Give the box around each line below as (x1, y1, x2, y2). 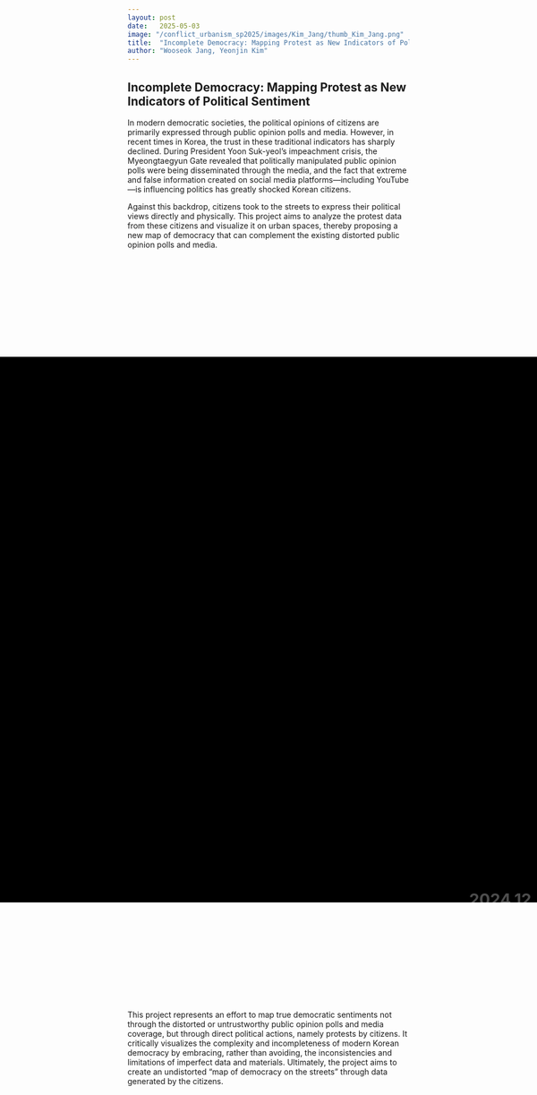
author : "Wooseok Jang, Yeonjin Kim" (127, 47, 268, 56)
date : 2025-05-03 (127, 21, 200, 30)
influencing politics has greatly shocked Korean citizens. (143, 184, 352, 194)
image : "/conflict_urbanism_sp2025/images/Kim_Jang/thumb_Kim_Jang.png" (127, 30, 405, 38)
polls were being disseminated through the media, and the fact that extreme (127, 165, 407, 175)
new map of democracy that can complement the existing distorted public (127, 229, 400, 240)
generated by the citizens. (127, 1076, 224, 1087)
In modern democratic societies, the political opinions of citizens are (127, 117, 379, 128)
